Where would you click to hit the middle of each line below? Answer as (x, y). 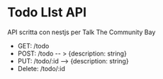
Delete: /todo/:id (41, 68)
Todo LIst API (47, 12)
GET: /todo (33, 46)
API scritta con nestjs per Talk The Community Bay (81, 32)
